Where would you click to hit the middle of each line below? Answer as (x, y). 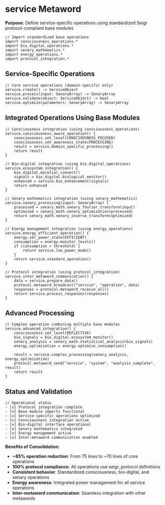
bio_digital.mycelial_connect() (47, 172)
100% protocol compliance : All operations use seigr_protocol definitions (86, 467)
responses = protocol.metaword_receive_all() (62, 289)
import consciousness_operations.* (42, 41)
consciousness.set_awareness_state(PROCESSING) (64, 142)
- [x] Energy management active (38, 433)
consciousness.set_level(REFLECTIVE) (53, 333)
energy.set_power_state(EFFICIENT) (50, 237)
